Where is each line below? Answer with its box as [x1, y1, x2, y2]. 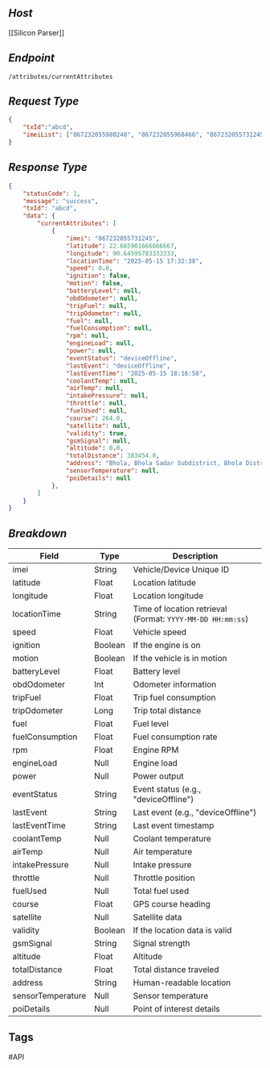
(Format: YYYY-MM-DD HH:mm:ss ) [133, 613, 249, 625]
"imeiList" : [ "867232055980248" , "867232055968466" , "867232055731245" [22, 131, 268, 139]
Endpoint [8, 52, 55, 65]
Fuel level [133, 718, 169, 729]
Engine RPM [133, 745, 179, 756]
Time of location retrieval [133, 604, 227, 615]
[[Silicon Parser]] [8, 27, 65, 37]
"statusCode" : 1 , [22, 189, 81, 197]
